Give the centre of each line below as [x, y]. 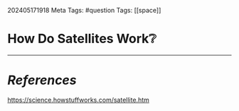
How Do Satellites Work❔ [82, 39]
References [42, 80]
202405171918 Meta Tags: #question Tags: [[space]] [84, 10]
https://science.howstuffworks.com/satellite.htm [78, 100]
